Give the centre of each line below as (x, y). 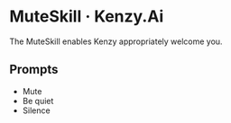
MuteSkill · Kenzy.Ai (87, 17)
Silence (37, 110)
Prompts (34, 70)
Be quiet (38, 101)
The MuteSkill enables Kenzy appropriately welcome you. (116, 41)
